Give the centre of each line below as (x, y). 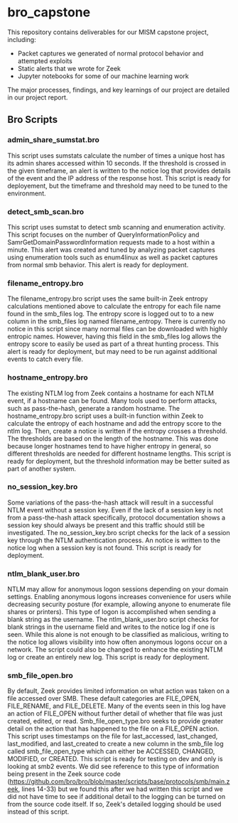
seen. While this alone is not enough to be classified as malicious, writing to (118, 635)
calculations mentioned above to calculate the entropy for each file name (114, 306)
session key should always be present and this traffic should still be (106, 525)
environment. (27, 193)
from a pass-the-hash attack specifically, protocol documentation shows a (117, 517)
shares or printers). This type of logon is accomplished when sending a (112, 612)
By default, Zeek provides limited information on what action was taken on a (118, 691)
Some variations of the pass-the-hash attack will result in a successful (110, 502)
